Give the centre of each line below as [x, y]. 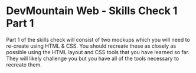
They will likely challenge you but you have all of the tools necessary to [92, 58]
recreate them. [24, 64]
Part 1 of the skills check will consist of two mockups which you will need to [98, 39]
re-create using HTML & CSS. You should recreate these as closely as [91, 46]
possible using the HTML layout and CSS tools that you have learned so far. [98, 52]
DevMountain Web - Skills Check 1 [92, 11]
